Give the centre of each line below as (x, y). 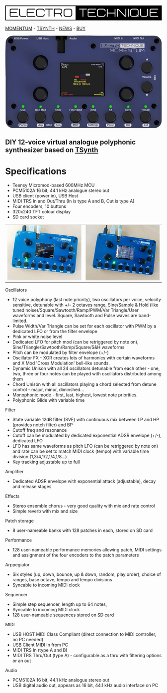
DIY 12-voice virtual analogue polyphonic (70, 142)
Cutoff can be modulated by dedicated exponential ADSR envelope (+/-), (87, 435)
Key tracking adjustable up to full (46, 462)
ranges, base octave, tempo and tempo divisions (62, 579)
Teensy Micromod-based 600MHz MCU (53, 185)
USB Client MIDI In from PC (40, 645)
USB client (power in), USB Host (45, 195)
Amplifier (14, 471)
